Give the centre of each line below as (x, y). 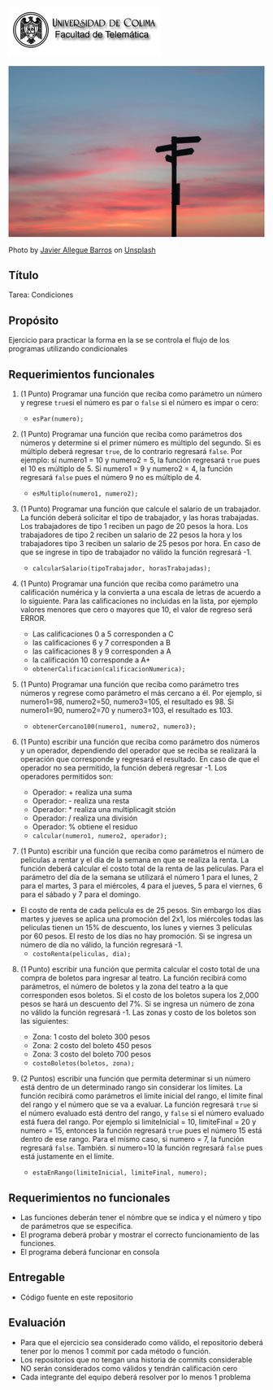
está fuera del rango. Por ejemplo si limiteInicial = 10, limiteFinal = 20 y (138, 1122)
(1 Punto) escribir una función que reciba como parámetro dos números (140, 742)
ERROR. (33, 619)
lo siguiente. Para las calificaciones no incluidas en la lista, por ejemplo (139, 601)
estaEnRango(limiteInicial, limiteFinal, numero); (120, 1173)
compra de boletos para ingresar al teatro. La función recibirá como (133, 978)
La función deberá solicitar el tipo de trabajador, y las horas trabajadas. (139, 518)
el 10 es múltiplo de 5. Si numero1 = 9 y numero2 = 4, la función (126, 469)
